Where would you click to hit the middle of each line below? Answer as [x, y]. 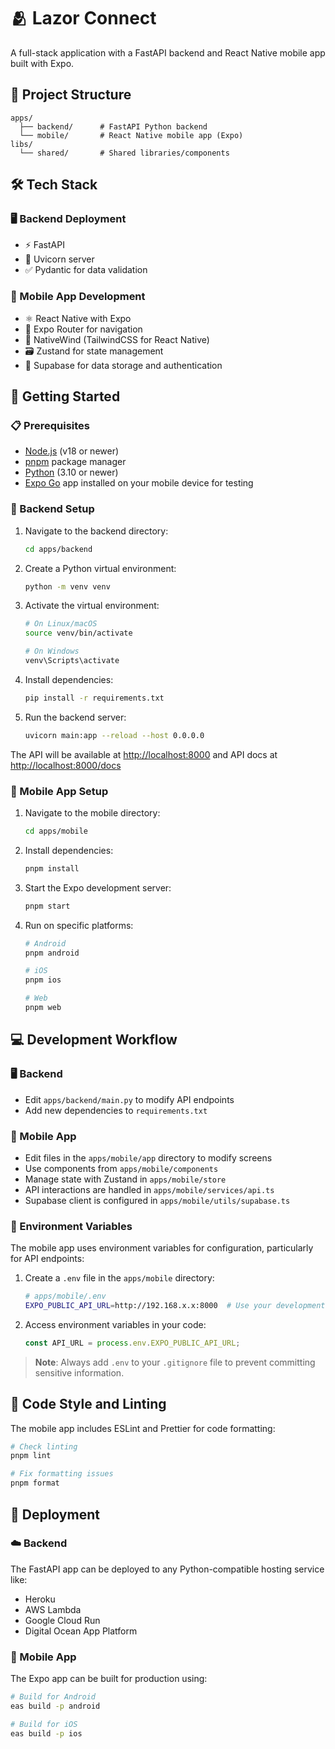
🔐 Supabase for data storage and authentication [123, 365]
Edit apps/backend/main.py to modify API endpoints [129, 1099]
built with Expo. [42, 63]
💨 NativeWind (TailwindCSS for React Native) [117, 339]
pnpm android [52, 953]
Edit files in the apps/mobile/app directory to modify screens [148, 1157]
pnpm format [35, 1483]
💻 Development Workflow [94, 1040]
